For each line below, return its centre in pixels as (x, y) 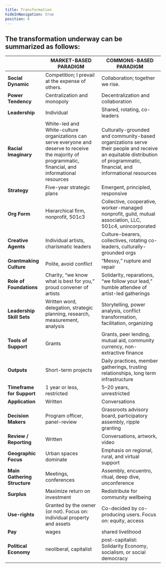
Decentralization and (125, 95)
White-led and (62, 124)
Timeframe (21, 387)
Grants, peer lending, (126, 334)
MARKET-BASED (71, 61)
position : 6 (17, 19)
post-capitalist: (119, 540)
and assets (58, 524)
